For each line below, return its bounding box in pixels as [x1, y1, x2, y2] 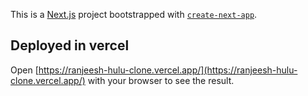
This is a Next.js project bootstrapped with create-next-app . [10, 9, 258, 20]
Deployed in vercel [10, 37, 130, 54]
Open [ [10, 64, 39, 76]
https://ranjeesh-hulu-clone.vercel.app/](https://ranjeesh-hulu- [38, 64, 298, 76]
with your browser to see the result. [87, 74, 235, 86]
